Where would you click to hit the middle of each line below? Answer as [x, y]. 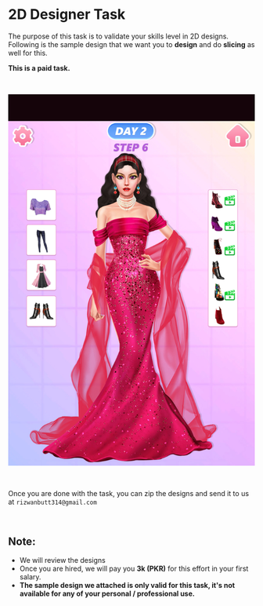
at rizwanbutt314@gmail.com [53, 502]
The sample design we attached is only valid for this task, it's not [127, 586]
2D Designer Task [67, 15]
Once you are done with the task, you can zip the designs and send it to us [128, 493]
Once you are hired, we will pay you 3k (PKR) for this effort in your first [134, 569]
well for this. [28, 53]
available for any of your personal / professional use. [107, 593]
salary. [30, 577]
